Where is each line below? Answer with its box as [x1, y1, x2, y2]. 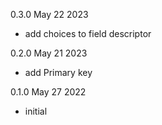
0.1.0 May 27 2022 [10, 86, 87, 98]
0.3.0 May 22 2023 [10, 9, 89, 20]
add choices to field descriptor [24, 28, 152, 39]
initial [24, 105, 48, 117]
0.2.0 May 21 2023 [10, 47, 88, 59]
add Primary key [24, 67, 93, 78]
